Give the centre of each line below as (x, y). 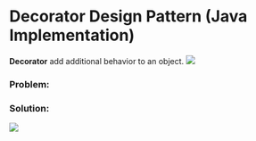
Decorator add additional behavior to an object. (97, 61)
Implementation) (72, 35)
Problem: (29, 84)
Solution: (29, 108)
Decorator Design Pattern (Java (128, 17)
